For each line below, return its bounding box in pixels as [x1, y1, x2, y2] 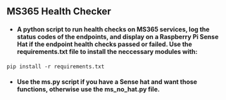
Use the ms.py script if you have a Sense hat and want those [16, 78, 198, 86]
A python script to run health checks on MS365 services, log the [16, 24, 210, 34]
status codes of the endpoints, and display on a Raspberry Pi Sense [16, 32, 219, 41]
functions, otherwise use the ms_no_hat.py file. [16, 85, 160, 94]
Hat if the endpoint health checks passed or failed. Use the [16, 40, 193, 48]
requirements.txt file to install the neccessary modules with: [16, 47, 198, 55]
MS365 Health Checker [6, 6, 112, 17]
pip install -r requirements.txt [6, 63, 105, 70]
